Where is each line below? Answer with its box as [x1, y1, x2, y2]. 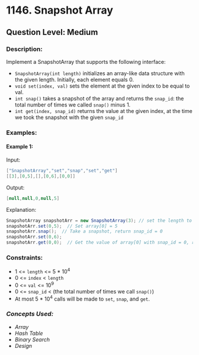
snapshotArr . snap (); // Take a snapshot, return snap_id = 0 [6, 228, 163, 234]
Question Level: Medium [6, 27, 98, 37]
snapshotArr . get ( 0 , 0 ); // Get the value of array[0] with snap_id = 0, [6, 240, 190, 246]
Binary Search [14, 335, 50, 343]
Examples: [6, 128, 37, 137]
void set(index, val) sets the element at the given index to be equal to [14, 82, 190, 89]
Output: [6, 184, 25, 191]
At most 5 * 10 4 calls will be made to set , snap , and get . [14, 294, 150, 302]
